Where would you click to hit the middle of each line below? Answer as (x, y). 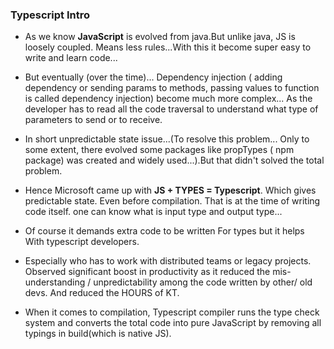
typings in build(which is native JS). (98, 334)
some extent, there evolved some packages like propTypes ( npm (159, 150)
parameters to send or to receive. (93, 120)
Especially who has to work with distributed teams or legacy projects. (168, 261)
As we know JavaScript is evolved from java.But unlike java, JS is (160, 37)
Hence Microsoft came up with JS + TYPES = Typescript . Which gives (170, 190)
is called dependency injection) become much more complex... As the (168, 99)
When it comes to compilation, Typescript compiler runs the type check (172, 312)
